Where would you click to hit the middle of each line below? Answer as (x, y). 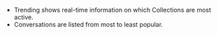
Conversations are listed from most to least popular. (88, 24)
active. (23, 17)
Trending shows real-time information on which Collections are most (112, 10)
